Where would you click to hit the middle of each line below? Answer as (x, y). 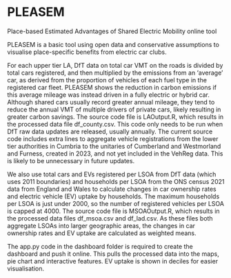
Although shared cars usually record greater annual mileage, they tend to (111, 102)
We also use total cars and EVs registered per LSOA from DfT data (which (112, 174)
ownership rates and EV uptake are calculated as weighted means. (102, 233)
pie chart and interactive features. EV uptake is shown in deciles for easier (113, 261)
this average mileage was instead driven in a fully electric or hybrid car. (109, 95)
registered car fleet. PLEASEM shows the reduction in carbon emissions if (112, 87)
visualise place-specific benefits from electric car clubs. (87, 52)
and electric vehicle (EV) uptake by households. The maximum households (113, 196)
